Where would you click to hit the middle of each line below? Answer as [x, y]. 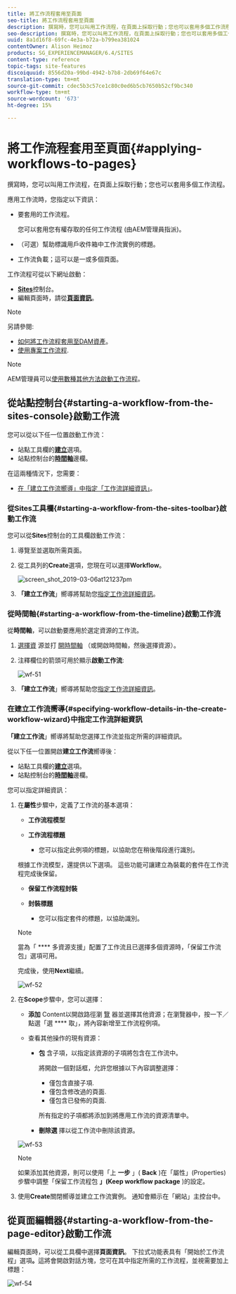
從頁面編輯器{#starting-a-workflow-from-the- [110, 1220]
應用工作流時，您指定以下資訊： [53, 199]
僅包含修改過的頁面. [78, 1091]
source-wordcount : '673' [44, 99]
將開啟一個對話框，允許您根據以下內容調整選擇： [109, 1067]
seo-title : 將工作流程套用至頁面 [51, 20]
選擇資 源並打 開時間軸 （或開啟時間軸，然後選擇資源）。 [99, 645]
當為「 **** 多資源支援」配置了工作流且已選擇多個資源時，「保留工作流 [119, 946]
